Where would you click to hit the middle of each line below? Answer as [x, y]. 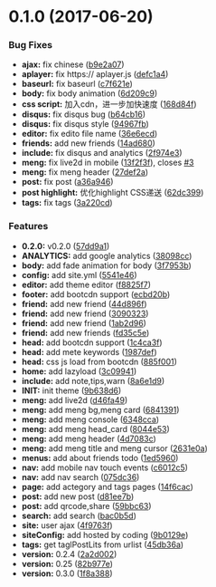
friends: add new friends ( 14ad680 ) [88, 143]
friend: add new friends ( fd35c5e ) [85, 332]
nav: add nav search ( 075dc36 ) [80, 476]
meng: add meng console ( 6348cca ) [90, 419]
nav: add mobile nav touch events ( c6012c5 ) [105, 467]
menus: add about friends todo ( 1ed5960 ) [100, 457]
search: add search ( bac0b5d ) [79, 515]
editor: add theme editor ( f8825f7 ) [86, 284]
